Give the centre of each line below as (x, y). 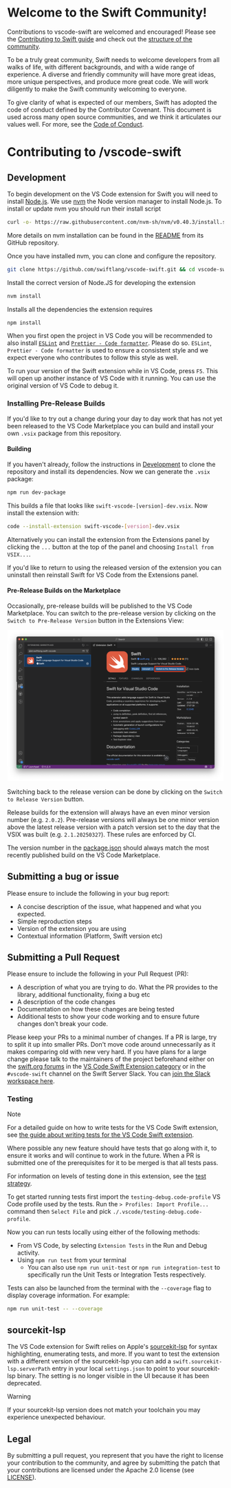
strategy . (20, 1183)
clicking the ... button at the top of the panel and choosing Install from (111, 547)
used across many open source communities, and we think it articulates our (114, 117)
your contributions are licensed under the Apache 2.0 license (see (101, 1470)
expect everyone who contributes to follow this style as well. (93, 358)
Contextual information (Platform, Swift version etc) (90, 936)
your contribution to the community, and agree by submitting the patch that (113, 1463)
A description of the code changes (66, 1002)
